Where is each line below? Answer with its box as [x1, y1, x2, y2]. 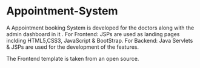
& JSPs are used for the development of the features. [6, 43, 139, 51]
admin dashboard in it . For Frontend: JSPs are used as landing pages [6, 30, 180, 37]
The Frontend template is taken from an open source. [6, 55, 139, 62]
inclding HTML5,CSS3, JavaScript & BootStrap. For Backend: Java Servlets [6, 37, 193, 44]
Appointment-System [6, 4, 118, 18]
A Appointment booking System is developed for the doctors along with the [6, 24, 195, 31]
